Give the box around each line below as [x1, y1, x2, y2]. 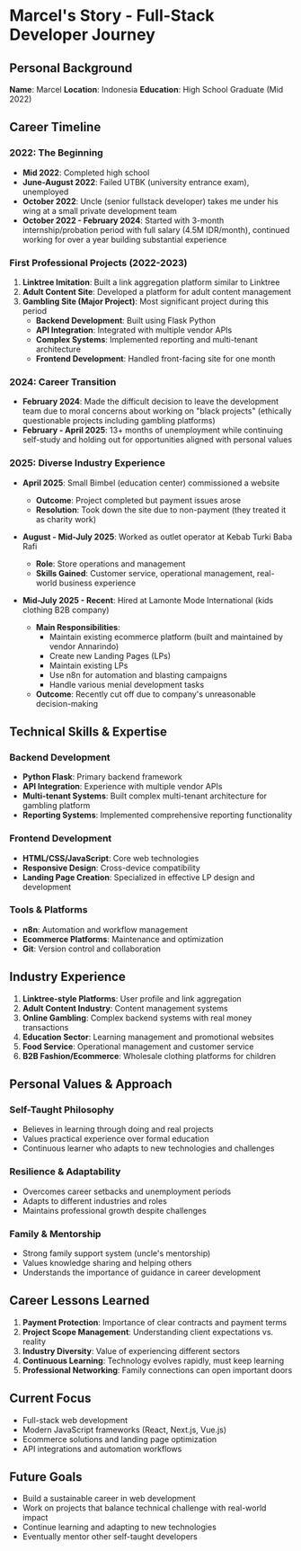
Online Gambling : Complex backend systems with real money [22, 1012, 252, 1023]
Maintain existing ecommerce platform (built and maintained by [49, 631, 283, 642]
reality [22, 1336, 47, 1347]
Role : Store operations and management [35, 558, 186, 569]
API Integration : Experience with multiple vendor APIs [22, 781, 223, 792]
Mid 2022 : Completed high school [22, 167, 150, 178]
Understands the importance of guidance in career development [22, 1267, 261, 1278]
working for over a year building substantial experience [22, 234, 227, 245]
